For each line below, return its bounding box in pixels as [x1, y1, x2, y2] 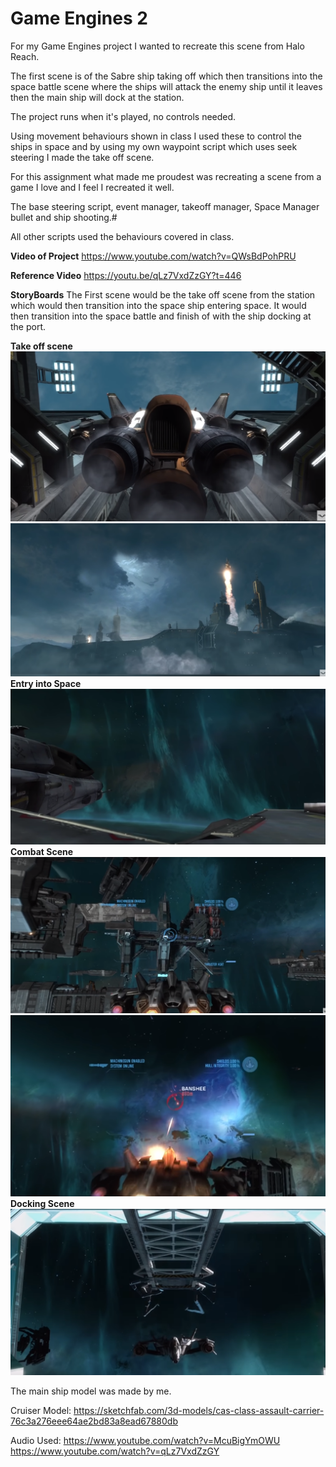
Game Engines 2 [10, 7, 148, 30]
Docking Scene [10, 1198, 75, 1210]
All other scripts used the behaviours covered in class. [10, 230, 235, 242]
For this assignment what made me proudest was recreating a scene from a [10, 170, 322, 182]
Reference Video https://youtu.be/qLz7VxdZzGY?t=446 [10, 269, 242, 281]
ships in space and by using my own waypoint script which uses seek [10, 140, 298, 152]
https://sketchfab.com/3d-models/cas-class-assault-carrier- [73, 1404, 325, 1416]
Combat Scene [10, 845, 74, 857]
